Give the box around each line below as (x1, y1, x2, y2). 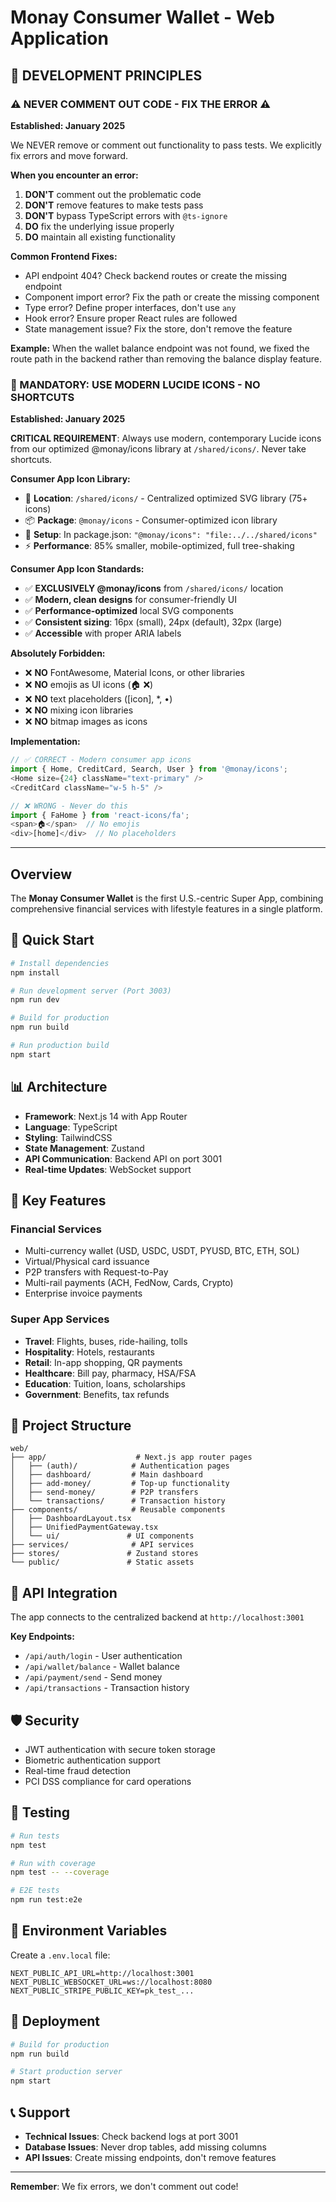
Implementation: (10, 736, 81, 748)
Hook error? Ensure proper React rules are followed (24, 312, 238, 324)
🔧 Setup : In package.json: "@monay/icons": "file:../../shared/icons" (24, 529, 318, 541)
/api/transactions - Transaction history (24, 1682, 190, 1694)
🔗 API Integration (10, 1584, 118, 1601)
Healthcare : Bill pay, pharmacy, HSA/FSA (24, 1367, 197, 1379)
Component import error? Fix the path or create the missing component (24, 291, 320, 303)
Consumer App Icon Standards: (10, 563, 145, 575)
